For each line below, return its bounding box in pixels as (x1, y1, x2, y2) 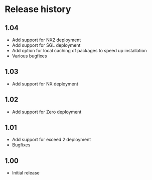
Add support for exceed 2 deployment (12, 137, 91, 143)
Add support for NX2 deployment (12, 37, 81, 43)
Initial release (12, 170, 40, 176)
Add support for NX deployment (12, 80, 79, 86)
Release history (5, 4, 71, 15)
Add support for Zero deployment (12, 109, 82, 115)
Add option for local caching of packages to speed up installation (12, 48, 147, 53)
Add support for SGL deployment (12, 42, 81, 48)
